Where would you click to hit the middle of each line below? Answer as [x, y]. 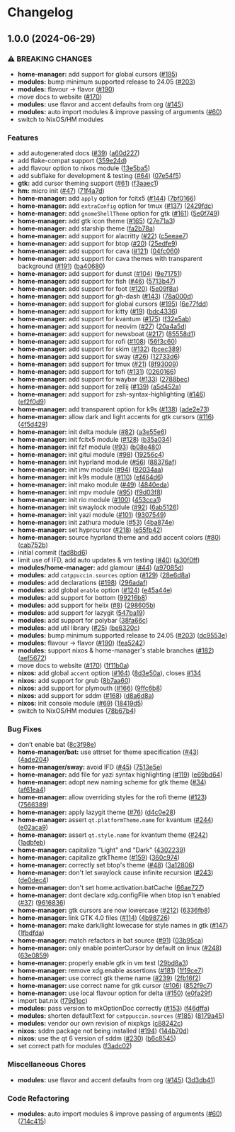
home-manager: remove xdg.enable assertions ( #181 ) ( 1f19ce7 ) [110, 971]
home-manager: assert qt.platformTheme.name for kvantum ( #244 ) [115, 820]
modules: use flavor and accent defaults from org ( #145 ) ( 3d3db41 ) [116, 1080]
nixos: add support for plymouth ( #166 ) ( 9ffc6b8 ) [90, 688]
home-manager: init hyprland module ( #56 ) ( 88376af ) [97, 462]
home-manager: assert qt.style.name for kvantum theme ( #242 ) [113, 835]
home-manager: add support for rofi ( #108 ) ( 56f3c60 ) [97, 342]
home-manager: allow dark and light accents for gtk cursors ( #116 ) [116, 417]
